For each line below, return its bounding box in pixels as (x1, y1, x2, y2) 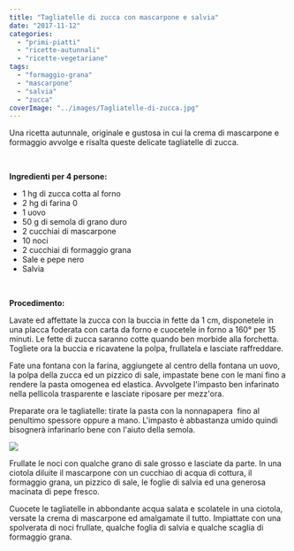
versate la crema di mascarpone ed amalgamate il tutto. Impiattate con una (9, 513, 282, 524)
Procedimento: (9, 298, 65, 309)
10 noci (21, 235, 49, 246)
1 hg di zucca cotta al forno (21, 188, 122, 199)
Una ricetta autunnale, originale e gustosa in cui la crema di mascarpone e (9, 127, 280, 138)
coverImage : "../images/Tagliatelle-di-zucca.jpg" (9, 103, 200, 112)
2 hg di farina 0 (21, 198, 78, 209)
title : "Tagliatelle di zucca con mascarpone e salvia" (9, 12, 219, 22)
